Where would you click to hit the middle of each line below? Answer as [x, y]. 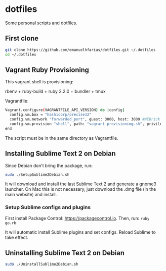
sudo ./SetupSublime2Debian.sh [37, 174]
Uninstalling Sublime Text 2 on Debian [65, 253]
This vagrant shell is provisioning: [39, 82]
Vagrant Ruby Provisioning [47, 70]
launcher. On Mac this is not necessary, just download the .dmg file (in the [81, 189]
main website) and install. [31, 195]
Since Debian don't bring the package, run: [49, 165]
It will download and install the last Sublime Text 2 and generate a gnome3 [81, 184]
